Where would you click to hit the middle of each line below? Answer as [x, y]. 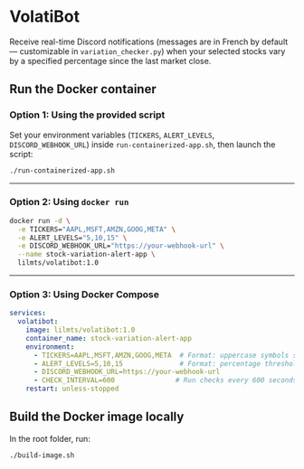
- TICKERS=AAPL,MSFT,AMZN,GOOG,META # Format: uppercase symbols [161, 355]
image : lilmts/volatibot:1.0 [81, 330]
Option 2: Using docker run [69, 202]
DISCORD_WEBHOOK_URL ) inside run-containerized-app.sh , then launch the [142, 144]
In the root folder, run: [50, 438]
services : [28, 314]
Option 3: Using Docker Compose [85, 294]
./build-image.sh [42, 455]
